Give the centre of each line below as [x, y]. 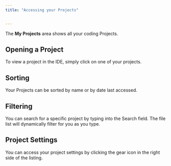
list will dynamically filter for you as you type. [53, 124]
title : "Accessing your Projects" [42, 10]
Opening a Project [34, 50]
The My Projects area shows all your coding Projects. [62, 33]
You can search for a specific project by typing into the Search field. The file [86, 118]
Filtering [19, 106]
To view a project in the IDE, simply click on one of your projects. [74, 62]
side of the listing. [24, 158]
